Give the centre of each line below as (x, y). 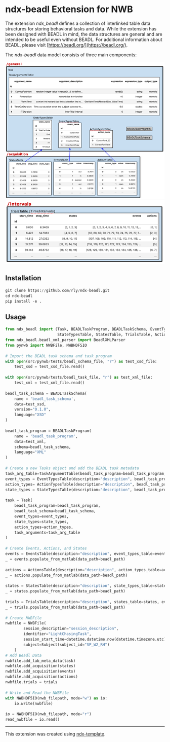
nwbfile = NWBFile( (26, 623)
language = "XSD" (30, 415)
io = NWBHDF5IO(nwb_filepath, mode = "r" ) (49, 714)
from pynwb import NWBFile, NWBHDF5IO (46, 345)
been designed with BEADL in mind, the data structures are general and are (84, 34)
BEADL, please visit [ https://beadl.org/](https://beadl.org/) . (67, 45)
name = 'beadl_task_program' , (46, 436)
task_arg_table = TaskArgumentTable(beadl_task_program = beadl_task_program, (86, 473)
